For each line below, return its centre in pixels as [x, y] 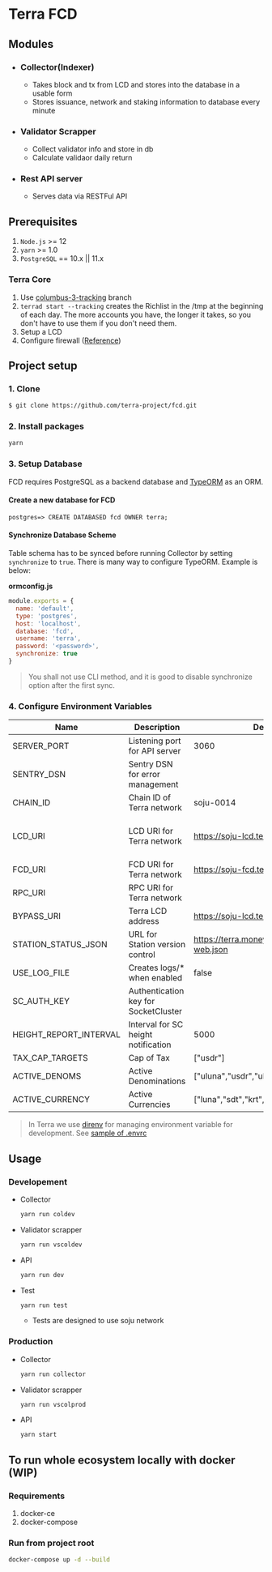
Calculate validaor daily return [82, 158]
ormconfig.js [31, 586]
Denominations [157, 1081]
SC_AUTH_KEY [41, 1002]
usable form [52, 93]
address [144, 921]
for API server [155, 751]
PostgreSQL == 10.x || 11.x [62, 258]
